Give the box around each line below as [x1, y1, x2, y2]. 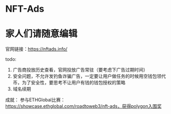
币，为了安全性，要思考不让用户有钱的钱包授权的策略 [12, 80, 126, 86]
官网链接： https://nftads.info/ [5, 46, 68, 52]
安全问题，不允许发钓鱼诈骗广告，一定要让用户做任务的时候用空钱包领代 [12, 73, 166, 79]
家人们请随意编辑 [5, 28, 78, 40]
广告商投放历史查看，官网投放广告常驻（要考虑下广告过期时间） [12, 67, 148, 73]
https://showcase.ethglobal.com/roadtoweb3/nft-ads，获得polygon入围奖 [5, 103, 162, 109]
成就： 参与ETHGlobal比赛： [5, 97, 65, 103]
